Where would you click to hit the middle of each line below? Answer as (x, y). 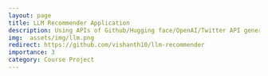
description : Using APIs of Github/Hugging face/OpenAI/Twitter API (124, 30)
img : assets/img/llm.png (51, 38)
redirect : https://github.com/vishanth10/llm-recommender (106, 45)
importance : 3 (32, 52)
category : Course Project (51, 60)
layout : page (30, 15)
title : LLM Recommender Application (69, 23)
